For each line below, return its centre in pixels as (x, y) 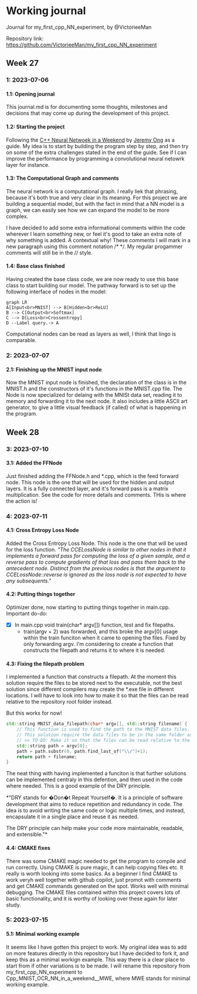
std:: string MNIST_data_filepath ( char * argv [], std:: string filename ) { (97, 724)
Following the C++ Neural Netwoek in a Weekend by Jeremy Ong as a (90, 140)
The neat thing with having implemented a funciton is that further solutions (96, 774)
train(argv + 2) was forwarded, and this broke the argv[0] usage (101, 632)
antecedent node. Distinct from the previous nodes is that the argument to (96, 568)
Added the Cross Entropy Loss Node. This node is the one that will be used (97, 543)
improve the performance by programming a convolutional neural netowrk (95, 158)
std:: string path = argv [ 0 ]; (52, 746)
